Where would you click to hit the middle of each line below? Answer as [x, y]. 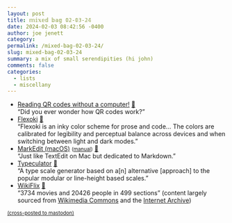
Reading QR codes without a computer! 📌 [76, 104]
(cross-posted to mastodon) [41, 213]
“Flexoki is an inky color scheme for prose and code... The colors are [116, 126]
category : [22, 40]
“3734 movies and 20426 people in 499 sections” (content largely [112, 193]
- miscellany [32, 85]
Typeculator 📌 [37, 163]
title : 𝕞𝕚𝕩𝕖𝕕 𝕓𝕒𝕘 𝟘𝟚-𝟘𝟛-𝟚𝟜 [49, 20]
